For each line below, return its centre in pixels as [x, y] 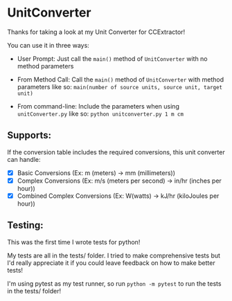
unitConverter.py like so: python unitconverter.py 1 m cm [100, 113]
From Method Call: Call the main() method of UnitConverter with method [120, 79]
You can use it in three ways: [48, 45]
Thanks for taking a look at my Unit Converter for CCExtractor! [96, 32]
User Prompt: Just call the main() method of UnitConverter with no [112, 58]
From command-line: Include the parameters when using [98, 106]
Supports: [29, 135]
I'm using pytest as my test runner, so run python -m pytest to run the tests [114, 283]
